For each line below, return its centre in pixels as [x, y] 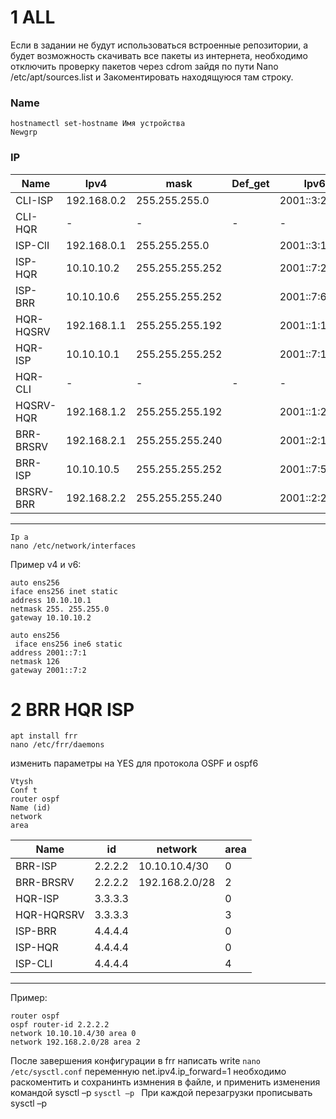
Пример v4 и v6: [46, 564]
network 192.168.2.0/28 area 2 [75, 1042]
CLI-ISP [34, 200]
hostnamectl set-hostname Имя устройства [98, 124]
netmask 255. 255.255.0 [60, 609]
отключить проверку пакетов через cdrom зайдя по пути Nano [144, 66]
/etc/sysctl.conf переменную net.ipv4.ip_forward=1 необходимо [148, 1072]
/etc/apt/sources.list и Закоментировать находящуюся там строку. [152, 77]
